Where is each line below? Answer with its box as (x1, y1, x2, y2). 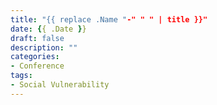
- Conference (10, 61, 65, 71)
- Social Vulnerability (10, 80, 110, 90)
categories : (10, 52, 60, 62)
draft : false (10, 33, 65, 43)
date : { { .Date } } (10, 24, 87, 34)
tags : (10, 71, 33, 81)
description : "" (10, 42, 78, 53)
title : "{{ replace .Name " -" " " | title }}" (10, 14, 208, 25)
